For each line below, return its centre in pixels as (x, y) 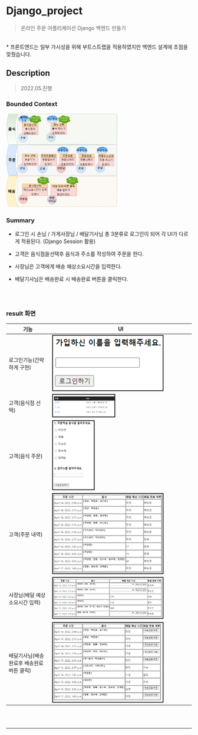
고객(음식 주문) (26, 456)
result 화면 (21, 313)
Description (28, 73)
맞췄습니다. (19, 54)
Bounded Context (32, 103)
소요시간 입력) (25, 603)
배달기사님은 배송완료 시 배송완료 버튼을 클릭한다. (71, 279)
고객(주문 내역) (26, 534)
